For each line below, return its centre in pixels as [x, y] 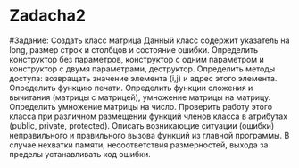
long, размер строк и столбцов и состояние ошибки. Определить [134, 49]
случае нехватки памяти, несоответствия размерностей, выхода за [139, 145]
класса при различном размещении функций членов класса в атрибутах [149, 116]
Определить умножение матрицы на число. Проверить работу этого [141, 106]
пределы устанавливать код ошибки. [80, 154]
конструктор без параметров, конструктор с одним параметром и [137, 59]
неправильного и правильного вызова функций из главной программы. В [149, 135]
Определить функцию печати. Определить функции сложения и [131, 88]
